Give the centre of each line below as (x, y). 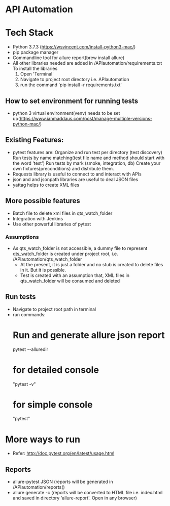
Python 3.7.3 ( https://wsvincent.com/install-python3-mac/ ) (74, 47)
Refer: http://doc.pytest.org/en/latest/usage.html (63, 453)
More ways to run (43, 439)
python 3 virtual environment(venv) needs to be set (66, 113)
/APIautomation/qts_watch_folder (47, 259)
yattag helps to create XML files (46, 185)
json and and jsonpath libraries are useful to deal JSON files (75, 179)
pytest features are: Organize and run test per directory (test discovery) (87, 152)
